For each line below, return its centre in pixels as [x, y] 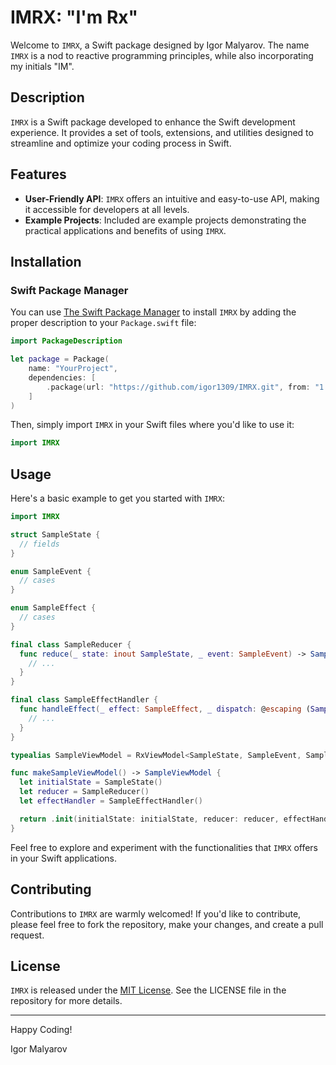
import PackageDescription [66, 341]
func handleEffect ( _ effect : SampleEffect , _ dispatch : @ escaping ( [165, 709]
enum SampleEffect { [53, 608]
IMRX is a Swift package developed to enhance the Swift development [153, 122]
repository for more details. [66, 1001]
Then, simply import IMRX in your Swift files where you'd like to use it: [152, 425]
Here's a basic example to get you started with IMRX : [117, 498]
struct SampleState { [55, 534]
